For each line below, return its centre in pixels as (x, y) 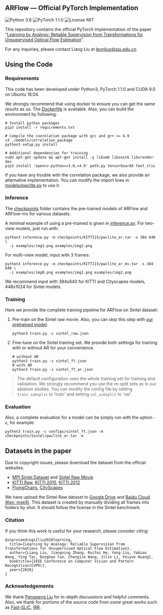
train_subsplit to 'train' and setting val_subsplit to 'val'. (74, 394)
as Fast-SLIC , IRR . (23, 607)
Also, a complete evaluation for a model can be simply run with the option (79, 418)
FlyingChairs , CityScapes (37, 488)
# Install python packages (32, 123)
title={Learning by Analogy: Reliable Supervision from (67, 544)
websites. (15, 468)
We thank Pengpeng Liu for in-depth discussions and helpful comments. (78, 597)
